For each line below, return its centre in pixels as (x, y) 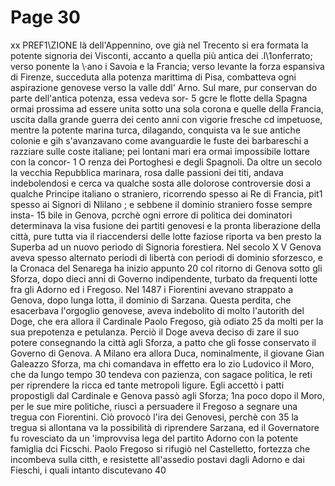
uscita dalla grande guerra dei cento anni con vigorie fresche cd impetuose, (166, 119)
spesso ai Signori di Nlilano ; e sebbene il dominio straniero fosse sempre (161, 204)
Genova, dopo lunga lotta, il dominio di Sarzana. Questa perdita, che (151, 300)
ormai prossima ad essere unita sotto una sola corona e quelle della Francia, (167, 108)
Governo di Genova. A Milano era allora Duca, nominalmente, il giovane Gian (167, 353)
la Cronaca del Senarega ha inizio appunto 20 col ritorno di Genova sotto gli (166, 268)
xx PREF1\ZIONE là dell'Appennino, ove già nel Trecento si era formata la (159, 45)
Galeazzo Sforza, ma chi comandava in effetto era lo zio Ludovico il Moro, (162, 363)
